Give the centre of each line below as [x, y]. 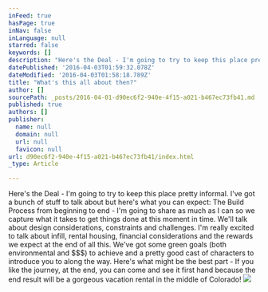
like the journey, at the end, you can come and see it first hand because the [132, 270]
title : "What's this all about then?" [73, 82]
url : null [32, 142]
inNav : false [30, 30]
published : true [35, 105]
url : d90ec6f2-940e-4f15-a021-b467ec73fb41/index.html [101, 156]
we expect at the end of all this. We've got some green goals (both [118, 245]
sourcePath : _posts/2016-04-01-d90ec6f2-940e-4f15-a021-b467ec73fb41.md [132, 97]
